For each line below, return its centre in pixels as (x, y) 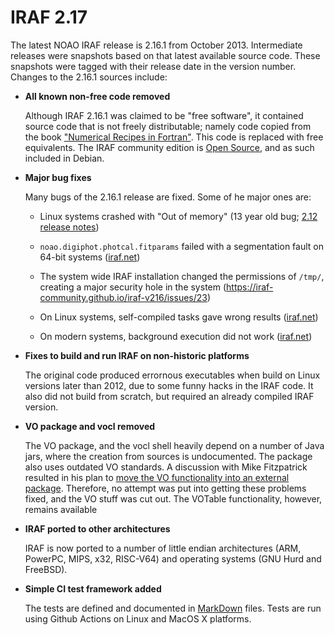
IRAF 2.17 (49, 17)
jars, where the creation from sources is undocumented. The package (168, 456)
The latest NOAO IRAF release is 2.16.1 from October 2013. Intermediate (156, 45)
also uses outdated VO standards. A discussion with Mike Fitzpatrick (166, 467)
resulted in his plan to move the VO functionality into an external (157, 477)
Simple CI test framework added (93, 588)
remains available (61, 509)
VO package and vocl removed (90, 426)
